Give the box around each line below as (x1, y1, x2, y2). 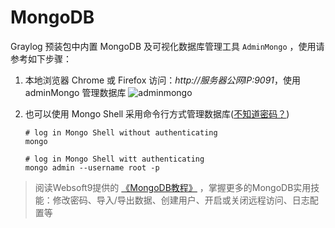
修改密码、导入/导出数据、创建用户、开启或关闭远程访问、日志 (52, 194, 310, 206)
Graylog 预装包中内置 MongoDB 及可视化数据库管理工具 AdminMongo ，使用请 (10, 40, 325, 52)
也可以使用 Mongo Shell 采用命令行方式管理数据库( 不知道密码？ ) (24, 107, 290, 120)
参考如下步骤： (10, 52, 72, 65)
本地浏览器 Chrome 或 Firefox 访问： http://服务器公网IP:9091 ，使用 (24, 74, 302, 86)
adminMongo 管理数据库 (24, 86, 127, 98)
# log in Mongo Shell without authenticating (24, 127, 218, 138)
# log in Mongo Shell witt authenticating (24, 154, 205, 164)
